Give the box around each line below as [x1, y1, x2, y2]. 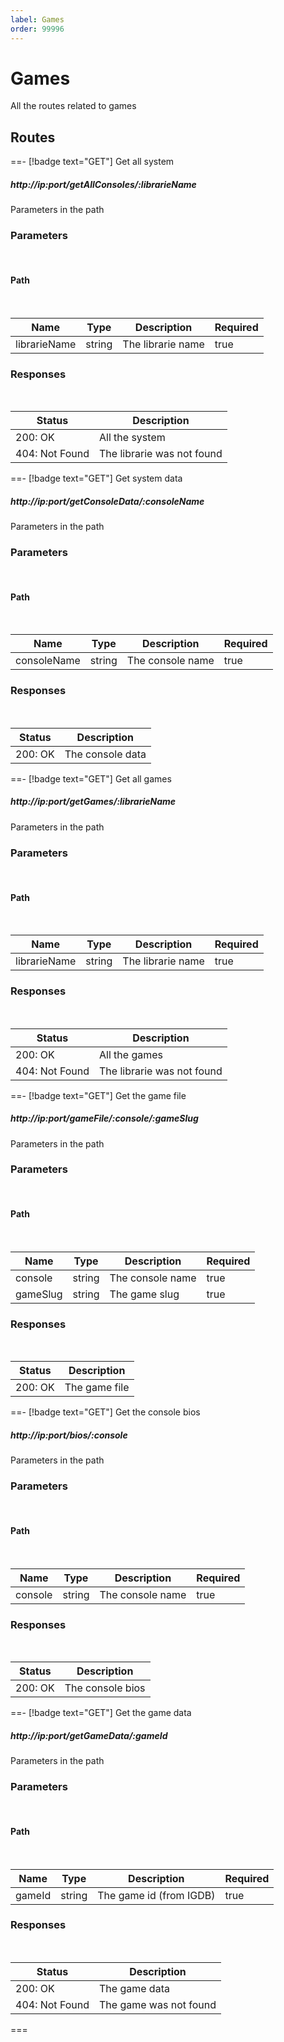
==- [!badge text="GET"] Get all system [10, 156, 175, 168]
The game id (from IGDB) [97, 1888, 216, 1902]
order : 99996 [10, 24, 65, 34]
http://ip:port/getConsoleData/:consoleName [10, 495, 205, 507]
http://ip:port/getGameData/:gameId [10, 1729, 168, 1741]
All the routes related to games [10, 100, 137, 112]
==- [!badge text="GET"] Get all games [10, 772, 172, 785]
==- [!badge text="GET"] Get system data [10, 472, 183, 485]
